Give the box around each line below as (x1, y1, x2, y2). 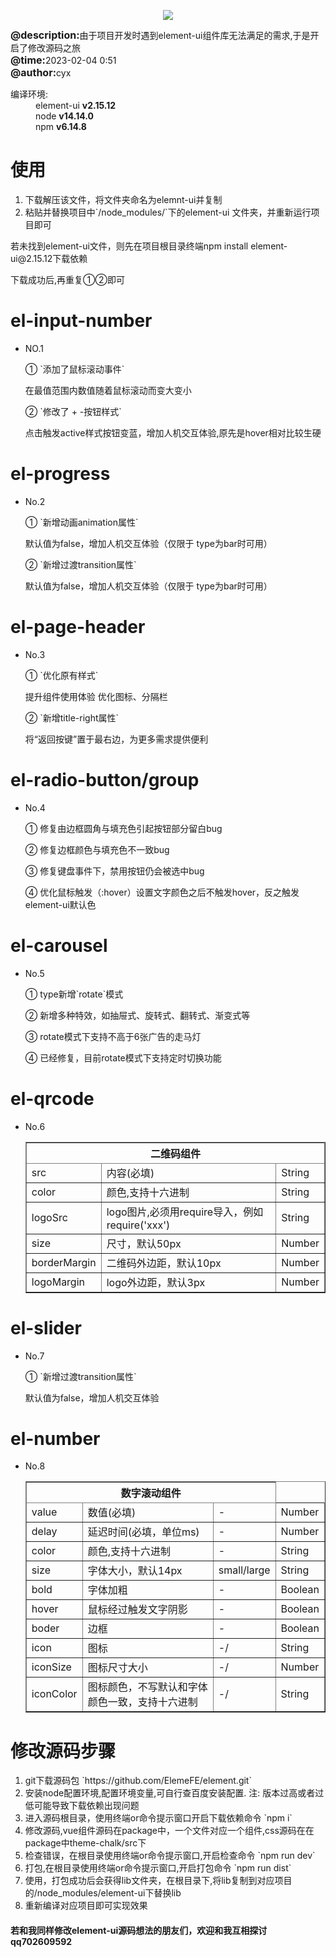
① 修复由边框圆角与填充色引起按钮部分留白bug (24, 822, 223, 834)
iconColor (31, 1687, 78, 1701)
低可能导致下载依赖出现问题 (24, 1800, 140, 1812)
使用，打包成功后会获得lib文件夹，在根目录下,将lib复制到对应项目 (24, 1875, 293, 1887)
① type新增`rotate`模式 (24, 988, 124, 1000)
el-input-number (10, 310, 153, 332)
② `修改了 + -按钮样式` (24, 405, 122, 417)
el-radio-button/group (10, 768, 200, 791)
